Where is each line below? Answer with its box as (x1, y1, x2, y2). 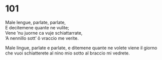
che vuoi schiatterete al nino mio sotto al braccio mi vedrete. (5, 50, 130, 56)
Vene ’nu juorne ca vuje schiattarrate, (5, 30, 83, 36)
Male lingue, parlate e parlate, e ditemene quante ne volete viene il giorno (5, 45, 157, 51)
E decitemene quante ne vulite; (5, 24, 69, 30)
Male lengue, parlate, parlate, (5, 19, 66, 25)
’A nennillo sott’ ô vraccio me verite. (5, 35, 79, 41)
